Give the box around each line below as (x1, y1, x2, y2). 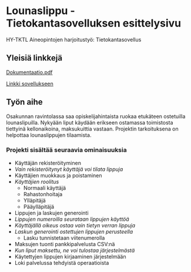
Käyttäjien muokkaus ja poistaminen (14, 172, 102, 179)
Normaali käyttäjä (23, 184, 66, 192)
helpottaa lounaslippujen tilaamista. (6, 131, 92, 139)
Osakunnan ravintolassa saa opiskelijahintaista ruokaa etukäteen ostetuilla (6, 113, 186, 120)
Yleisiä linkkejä (6, 53, 63, 63)
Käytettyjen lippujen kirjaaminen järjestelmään (14, 253, 126, 260)
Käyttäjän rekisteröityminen (14, 159, 81, 166)
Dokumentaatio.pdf (6, 69, 53, 76)
